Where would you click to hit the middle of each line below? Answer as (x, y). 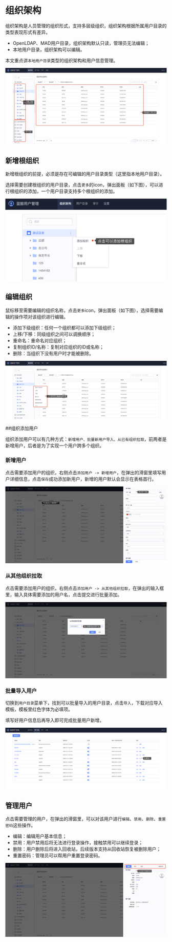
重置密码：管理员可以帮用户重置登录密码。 (58, 856)
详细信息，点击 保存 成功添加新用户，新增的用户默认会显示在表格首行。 (83, 479)
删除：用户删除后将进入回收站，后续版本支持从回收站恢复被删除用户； (87, 849)
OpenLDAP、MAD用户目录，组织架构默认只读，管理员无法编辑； (81, 43)
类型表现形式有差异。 (28, 32)
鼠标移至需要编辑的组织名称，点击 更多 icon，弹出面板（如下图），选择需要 (82, 310)
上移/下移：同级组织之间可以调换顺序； (54, 334)
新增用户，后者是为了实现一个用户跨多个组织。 (55, 446)
